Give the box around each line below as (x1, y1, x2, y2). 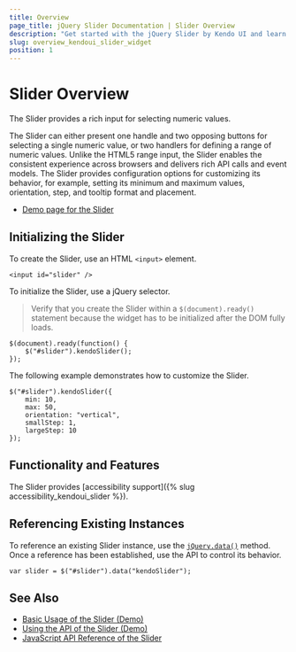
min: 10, (25, 395, 57, 404)
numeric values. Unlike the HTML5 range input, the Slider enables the (9, 150, 262, 160)
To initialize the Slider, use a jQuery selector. (9, 285, 171, 297)
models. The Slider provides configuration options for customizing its (9, 168, 261, 179)
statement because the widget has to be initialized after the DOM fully (30, 312, 285, 323)
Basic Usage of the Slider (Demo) (21, 614, 144, 625)
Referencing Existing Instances (9, 516, 185, 532)
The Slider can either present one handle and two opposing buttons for (9, 130, 268, 142)
